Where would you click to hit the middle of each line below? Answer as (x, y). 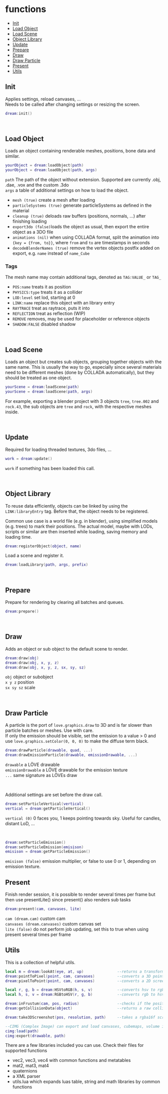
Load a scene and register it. (34, 556)
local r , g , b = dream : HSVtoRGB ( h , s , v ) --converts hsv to (80, 990)
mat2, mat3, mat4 (30, 1066)
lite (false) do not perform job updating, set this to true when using (77, 929)
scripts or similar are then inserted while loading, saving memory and (76, 531)
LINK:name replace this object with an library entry (63, 303)
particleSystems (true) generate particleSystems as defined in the (82, 205)
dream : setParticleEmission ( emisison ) (44, 847)
